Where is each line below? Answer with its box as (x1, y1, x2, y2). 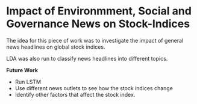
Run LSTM (14, 78, 41, 85)
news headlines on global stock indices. (6, 43, 105, 50)
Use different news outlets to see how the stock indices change (14, 84, 174, 91)
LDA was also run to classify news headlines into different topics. (6, 55, 168, 62)
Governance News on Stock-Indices (6, 17, 190, 31)
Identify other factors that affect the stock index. (14, 91, 136, 98)
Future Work (6, 66, 38, 73)
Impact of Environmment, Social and (6, 4, 192, 18)
